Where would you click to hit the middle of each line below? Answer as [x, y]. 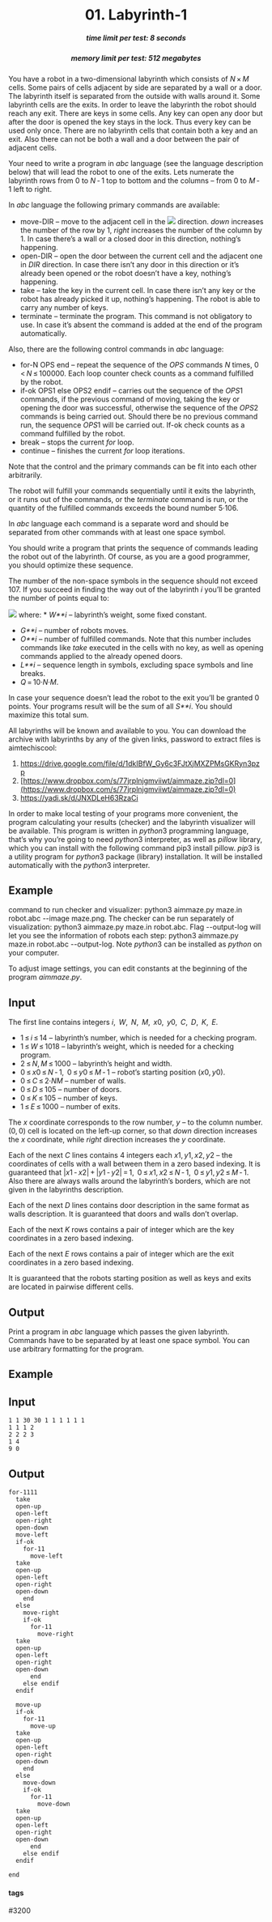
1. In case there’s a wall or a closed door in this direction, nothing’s [130, 238]
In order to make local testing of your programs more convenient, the [123, 813]
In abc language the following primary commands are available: [114, 205]
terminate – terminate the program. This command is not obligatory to [136, 316]
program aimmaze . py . [45, 977]
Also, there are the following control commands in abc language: [116, 349]
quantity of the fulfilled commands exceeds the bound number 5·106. [123, 508]
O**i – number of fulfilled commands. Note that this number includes [136, 639]
